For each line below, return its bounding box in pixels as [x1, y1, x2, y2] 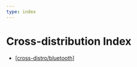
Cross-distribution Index [6, 34, 132, 48]
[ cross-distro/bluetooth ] [14, 54, 75, 62]
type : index [6, 8, 36, 15]
